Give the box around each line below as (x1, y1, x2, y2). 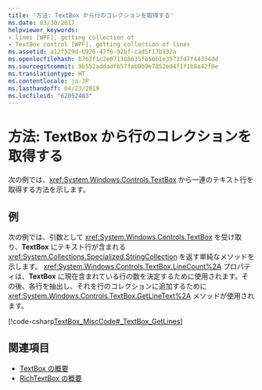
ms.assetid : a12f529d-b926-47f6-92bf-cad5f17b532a (8, 48, 177, 56)
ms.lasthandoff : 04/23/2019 (8, 84, 100, 93)
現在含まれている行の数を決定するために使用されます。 (64, 272, 242, 281)
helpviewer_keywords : (8, 26, 79, 34)
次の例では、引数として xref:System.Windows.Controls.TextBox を (8, 232, 221, 242)
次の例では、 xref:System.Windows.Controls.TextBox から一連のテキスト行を (8, 175, 254, 184)
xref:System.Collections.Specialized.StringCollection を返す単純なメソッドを (8, 252, 255, 261)
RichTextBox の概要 (19, 374, 82, 383)
